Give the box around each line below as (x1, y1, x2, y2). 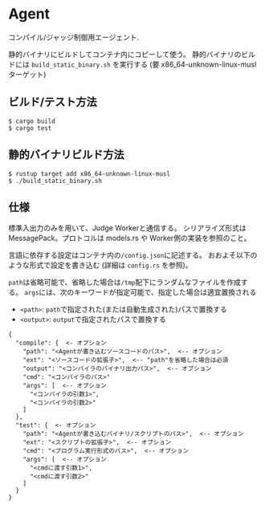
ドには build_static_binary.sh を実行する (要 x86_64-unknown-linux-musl (8, 59, 257, 69)
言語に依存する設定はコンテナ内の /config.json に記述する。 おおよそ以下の (8, 250, 258, 260)
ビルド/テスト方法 (8, 96, 98, 109)
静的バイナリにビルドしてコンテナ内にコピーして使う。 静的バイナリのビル (8, 49, 255, 59)
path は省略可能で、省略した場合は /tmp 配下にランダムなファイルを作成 (8, 278, 241, 287)
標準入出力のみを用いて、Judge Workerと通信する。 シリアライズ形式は (8, 223, 247, 233)
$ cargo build (8, 117, 56, 125)
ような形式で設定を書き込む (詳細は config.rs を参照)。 (8, 260, 193, 270)
